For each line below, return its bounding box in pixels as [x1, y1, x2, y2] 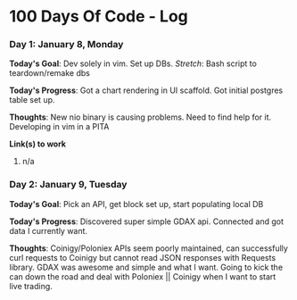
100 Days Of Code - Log [9, 6, 189, 27]
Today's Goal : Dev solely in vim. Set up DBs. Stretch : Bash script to [9, 58, 257, 69]
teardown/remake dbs [9, 68, 91, 79]
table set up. [9, 95, 55, 105]
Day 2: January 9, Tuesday [9, 179, 128, 191]
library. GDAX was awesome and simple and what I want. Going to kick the [9, 262, 284, 272]
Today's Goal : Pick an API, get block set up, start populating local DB [9, 198, 264, 209]
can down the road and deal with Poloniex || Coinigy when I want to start [9, 271, 276, 282]
